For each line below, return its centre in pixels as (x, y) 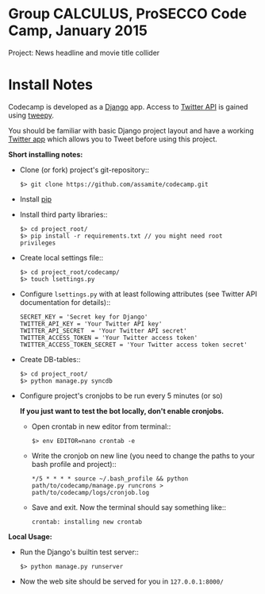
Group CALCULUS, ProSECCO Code (128, 14)
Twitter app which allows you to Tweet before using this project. (113, 139)
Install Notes (51, 85)
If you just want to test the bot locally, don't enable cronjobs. (122, 411)
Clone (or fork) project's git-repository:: (84, 170)
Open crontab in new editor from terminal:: (101, 426)
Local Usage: (31, 536)
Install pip (35, 199)
